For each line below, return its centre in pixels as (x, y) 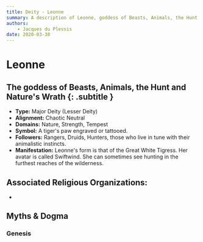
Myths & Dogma (37, 216)
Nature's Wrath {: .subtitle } (60, 97)
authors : (17, 23)
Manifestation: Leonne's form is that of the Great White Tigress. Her (101, 151)
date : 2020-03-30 (28, 35)
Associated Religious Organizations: (77, 183)
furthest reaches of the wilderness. (59, 163)
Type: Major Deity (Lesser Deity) (56, 112)
